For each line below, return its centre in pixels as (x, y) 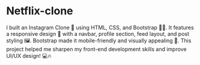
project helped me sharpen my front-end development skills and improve (97, 49)
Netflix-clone (40, 11)
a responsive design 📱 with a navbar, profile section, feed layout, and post (98, 33)
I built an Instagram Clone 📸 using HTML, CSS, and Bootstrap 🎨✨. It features (100, 27)
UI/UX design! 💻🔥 (29, 55)
